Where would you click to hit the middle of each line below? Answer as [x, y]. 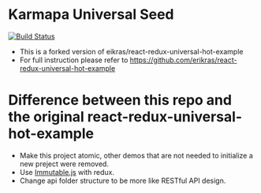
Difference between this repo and [120, 100]
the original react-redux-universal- [125, 117]
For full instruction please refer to [74, 60]
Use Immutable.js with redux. [67, 172]
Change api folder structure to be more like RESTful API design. [123, 180]
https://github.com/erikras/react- [183, 60]
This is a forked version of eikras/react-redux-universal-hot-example [131, 51]
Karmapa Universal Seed [91, 15]
